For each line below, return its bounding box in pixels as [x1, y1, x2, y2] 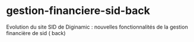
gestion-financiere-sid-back [6, 4, 150, 17]
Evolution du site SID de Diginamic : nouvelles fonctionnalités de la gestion [6, 23, 188, 30]
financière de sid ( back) [6, 29, 66, 36]
